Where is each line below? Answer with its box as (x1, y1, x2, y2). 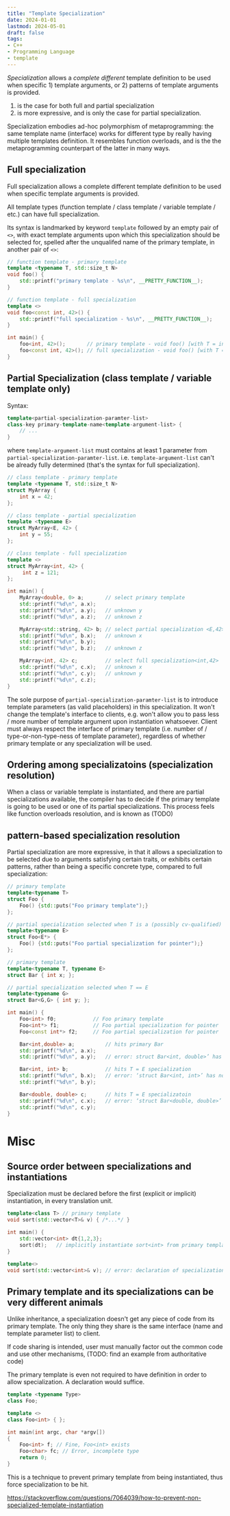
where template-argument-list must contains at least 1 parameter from (7, 446, 207, 455)
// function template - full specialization (7, 296, 136, 303)
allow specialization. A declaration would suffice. (7, 1378, 145, 1386)
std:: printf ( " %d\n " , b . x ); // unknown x (19, 632, 142, 639)
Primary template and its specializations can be (7, 1285, 214, 1298)
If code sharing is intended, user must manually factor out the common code (7, 1343, 223, 1351)
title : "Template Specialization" (7, 10, 106, 17)
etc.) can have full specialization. (7, 210, 101, 218)
